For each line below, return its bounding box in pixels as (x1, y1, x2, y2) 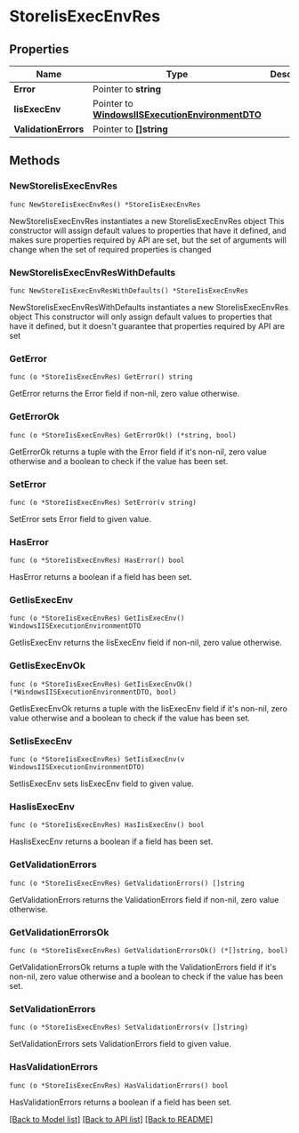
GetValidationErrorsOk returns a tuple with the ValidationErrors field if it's (9, 961, 277, 972)
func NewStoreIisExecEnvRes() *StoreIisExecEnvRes (9, 200, 201, 209)
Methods (9, 153, 61, 168)
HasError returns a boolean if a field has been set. (9, 572, 192, 583)
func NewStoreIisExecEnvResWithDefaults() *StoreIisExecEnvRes (9, 286, 249, 295)
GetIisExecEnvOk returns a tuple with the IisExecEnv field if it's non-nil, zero (9, 703, 287, 713)
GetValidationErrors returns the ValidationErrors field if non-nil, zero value (9, 894, 279, 904)
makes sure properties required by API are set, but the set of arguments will (9, 234, 287, 245)
